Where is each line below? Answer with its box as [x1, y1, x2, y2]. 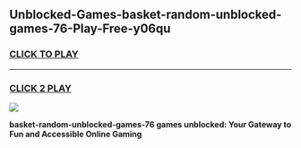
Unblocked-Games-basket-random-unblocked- [9, 7, 282, 22]
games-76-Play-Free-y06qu [9, 22, 171, 37]
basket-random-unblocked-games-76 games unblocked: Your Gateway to [9, 118, 292, 129]
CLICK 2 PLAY [9, 82, 72, 94]
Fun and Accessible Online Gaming [9, 128, 142, 139]
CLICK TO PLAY [9, 48, 79, 61]
